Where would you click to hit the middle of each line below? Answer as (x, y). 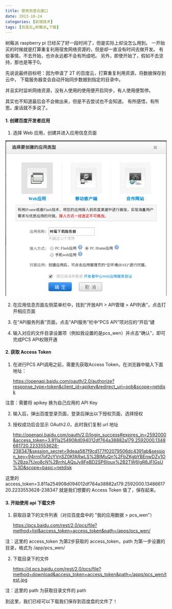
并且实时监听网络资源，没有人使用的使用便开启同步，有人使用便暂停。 (79, 90)
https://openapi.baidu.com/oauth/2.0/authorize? (63, 381)
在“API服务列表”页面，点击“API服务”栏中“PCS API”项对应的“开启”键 (84, 322)
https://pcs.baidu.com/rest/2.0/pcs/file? (55, 525)
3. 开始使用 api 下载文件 (30, 503)
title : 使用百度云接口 (27, 11)
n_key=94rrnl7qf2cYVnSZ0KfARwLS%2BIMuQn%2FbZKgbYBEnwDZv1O (89, 456)
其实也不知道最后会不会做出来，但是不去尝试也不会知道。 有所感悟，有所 (82, 101)
